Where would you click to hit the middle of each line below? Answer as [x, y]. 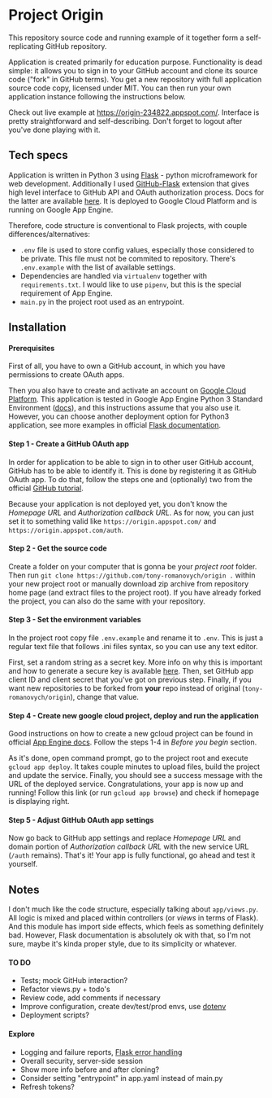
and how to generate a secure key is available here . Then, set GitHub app [131, 670]
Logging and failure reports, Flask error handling [101, 1052]
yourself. [23, 864]
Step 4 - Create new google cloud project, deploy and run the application [134, 715]
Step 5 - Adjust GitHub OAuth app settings [81, 819]
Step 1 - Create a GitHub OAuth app [69, 444]
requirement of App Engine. [67, 293]
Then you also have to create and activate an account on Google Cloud [127, 391]
